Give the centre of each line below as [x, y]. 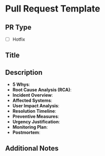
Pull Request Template [53, 9]
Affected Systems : [32, 100]
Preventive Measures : [36, 116]
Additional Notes [32, 148]
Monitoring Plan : [30, 127]
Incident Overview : [33, 95]
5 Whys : [21, 85]
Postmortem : [26, 132]
